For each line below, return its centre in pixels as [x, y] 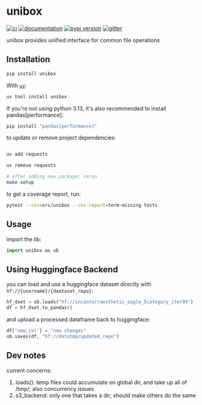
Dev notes [26, 356]
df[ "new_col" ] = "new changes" [46, 331]
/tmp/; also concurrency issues [54, 388]
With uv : [17, 85]
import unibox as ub [33, 250]
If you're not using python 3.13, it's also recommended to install [86, 108]
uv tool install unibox [37, 96]
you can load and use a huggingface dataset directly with [79, 284]
